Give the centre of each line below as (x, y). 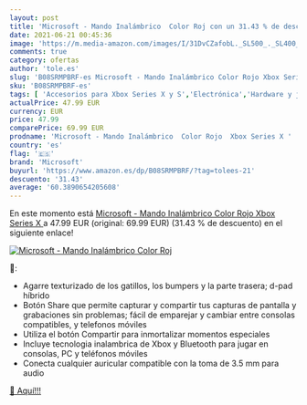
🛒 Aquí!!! (26, 391)
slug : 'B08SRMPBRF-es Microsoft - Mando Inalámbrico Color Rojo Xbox (145, 78)
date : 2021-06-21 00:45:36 (61, 35)
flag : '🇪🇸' (32, 153)
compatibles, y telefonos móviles (85, 325)
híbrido (36, 296)
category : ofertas (44, 60)
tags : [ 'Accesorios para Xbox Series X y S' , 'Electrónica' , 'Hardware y (151, 94)
